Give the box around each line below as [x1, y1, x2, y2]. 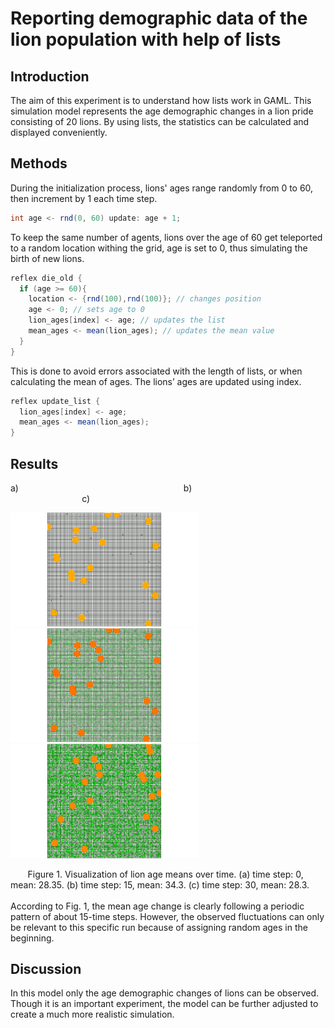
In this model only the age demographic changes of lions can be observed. [10, 987, 320, 999]
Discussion [10, 961, 82, 978]
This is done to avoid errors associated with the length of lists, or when [10, 365, 303, 377]
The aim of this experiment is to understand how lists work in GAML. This [10, 95, 312, 106]
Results [10, 455, 59, 472]
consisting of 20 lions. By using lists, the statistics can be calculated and [10, 116, 310, 127]
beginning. [10, 932, 55, 944]
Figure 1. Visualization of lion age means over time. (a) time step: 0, [27, 868, 304, 880]
